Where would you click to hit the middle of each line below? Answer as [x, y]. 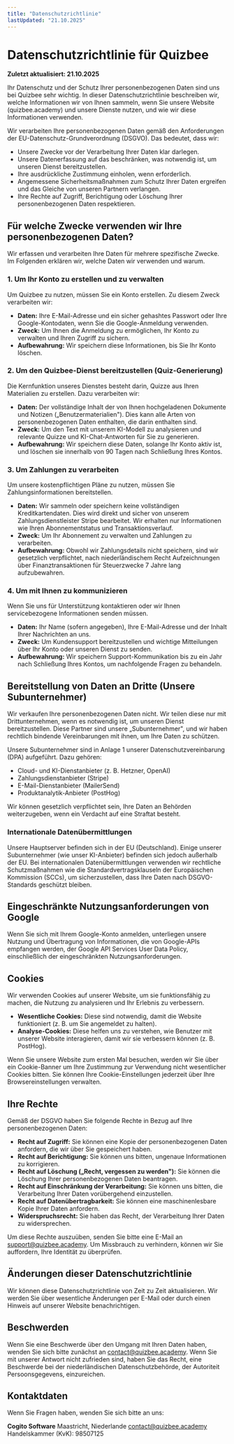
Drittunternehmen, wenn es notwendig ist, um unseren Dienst [96, 722]
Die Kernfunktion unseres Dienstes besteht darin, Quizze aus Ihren [103, 386]
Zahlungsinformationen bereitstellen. [60, 492]
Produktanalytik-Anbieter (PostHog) [69, 793]
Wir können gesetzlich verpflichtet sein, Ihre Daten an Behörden [100, 807]
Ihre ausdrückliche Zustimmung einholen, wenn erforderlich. [104, 174]
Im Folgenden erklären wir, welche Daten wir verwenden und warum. [106, 261]
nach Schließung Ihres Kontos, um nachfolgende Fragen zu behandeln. [119, 664]
